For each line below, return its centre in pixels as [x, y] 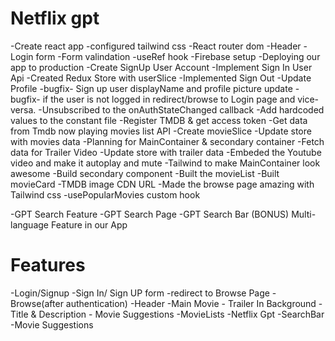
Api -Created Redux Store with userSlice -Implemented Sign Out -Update [161, 78]
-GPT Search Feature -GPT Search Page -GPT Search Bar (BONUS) [150, 214]
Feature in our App [89, 224]
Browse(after [37, 303]
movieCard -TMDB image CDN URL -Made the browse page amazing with [162, 184]
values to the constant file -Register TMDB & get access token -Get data [159, 120]
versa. [23, 109]
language [29, 224]
